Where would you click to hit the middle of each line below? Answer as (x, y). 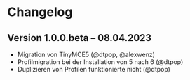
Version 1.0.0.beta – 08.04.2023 (80, 38)
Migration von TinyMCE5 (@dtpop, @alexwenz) (86, 54)
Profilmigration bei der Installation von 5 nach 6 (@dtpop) (100, 62)
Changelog (40, 12)
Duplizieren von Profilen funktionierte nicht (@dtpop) (94, 69)
